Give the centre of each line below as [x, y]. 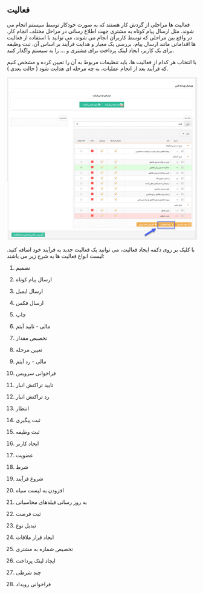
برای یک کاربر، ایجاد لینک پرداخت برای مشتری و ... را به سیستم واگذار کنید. [91, 50]
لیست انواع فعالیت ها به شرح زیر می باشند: [56, 256]
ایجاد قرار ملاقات [35, 537]
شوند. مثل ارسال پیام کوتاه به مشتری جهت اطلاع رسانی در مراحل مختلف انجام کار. [100, 31]
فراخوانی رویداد [33, 584]
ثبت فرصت [28, 514]
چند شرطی [28, 572]
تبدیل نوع [26, 525]
